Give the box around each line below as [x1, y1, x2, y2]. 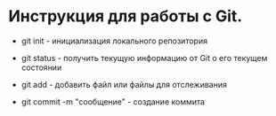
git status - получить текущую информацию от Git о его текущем [20, 52, 268, 63]
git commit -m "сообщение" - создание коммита [20, 96, 206, 107]
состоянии [20, 62, 62, 73]
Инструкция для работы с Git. [8, 6, 243, 27]
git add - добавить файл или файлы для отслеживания [20, 79, 228, 89]
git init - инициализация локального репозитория [20, 35, 208, 46]
